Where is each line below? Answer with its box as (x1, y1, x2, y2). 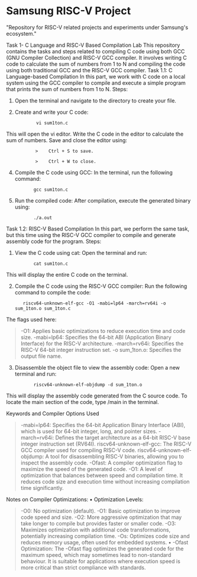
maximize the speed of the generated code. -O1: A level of (20, 465, 163, 472)
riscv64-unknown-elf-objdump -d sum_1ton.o (33, 382, 143, 387)
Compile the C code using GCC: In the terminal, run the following (14, 169, 173, 176)
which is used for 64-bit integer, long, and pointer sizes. (20, 428, 158, 435)
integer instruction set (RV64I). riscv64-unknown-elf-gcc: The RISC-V (20, 440, 192, 447)
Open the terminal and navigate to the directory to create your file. (14, 97, 176, 104)
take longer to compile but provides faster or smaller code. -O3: (20, 520, 176, 527)
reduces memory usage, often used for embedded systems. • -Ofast (20, 538, 189, 546)
